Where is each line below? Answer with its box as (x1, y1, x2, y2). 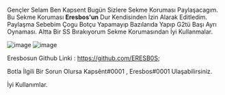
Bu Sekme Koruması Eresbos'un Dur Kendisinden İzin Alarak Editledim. (7, 13, 207, 21)
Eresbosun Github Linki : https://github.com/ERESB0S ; (7, 54, 160, 62)
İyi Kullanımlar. (7, 81, 48, 88)
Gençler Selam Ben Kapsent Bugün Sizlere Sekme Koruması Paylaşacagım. (7, 6, 219, 14)
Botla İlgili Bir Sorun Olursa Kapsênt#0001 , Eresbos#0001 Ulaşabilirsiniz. (7, 68, 213, 75)
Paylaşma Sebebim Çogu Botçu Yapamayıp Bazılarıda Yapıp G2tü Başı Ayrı (7, 21, 217, 28)
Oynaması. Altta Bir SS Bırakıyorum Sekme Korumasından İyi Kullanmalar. (7, 27, 213, 36)
